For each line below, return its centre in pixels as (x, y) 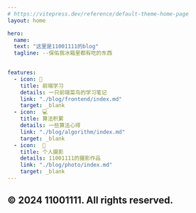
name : (22, 40)
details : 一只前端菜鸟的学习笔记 (64, 92)
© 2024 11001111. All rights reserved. (91, 201)
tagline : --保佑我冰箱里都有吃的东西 (63, 53)
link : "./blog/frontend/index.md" (71, 99)
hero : (15, 33)
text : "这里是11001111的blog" (56, 47)
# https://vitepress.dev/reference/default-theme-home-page (98, 14)
